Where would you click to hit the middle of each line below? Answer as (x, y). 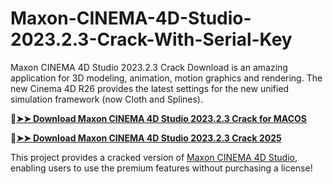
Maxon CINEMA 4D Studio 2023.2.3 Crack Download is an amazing (149, 67)
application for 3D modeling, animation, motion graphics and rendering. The (166, 78)
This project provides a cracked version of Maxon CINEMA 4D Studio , (154, 157)
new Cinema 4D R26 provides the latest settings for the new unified (150, 88)
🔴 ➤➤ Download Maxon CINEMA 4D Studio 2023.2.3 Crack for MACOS (158, 118)
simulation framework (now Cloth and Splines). (107, 99)
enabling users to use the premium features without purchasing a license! (161, 168)
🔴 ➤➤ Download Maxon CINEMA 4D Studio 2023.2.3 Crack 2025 (146, 138)
